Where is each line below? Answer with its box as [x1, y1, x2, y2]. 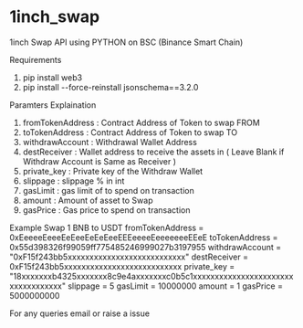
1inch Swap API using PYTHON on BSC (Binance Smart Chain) [9, 37, 244, 48]
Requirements [9, 54, 62, 65]
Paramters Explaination [9, 99, 97, 111]
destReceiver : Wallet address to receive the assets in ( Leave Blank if [22, 146, 285, 157]
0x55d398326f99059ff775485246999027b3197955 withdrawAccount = [9, 241, 282, 252]
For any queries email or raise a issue [9, 308, 151, 319]
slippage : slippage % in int [22, 175, 125, 186]
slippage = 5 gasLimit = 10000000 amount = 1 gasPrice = [68, 280, 283, 291]
